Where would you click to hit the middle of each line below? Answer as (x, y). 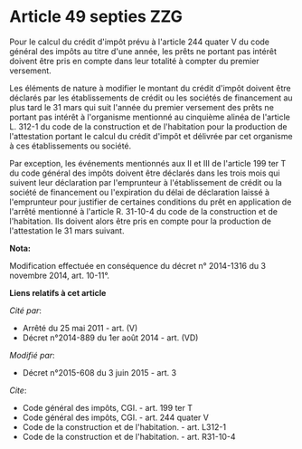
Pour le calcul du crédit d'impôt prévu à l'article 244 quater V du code (139, 42)
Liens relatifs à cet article (58, 292)
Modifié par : (33, 355)
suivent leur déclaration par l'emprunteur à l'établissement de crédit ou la (146, 182)
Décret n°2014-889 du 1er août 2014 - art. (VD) (110, 338)
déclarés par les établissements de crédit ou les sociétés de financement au (151, 98)
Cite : (18, 390)
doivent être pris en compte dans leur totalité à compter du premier (134, 61)
